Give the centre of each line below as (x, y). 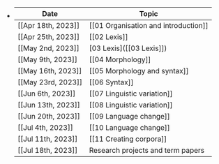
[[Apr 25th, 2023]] (48, 37)
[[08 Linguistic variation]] (131, 105)
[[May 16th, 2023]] (50, 71)
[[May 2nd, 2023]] (48, 48)
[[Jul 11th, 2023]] (47, 139)
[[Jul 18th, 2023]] (47, 150)
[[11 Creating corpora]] (128, 139)
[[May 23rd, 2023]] (50, 82)
